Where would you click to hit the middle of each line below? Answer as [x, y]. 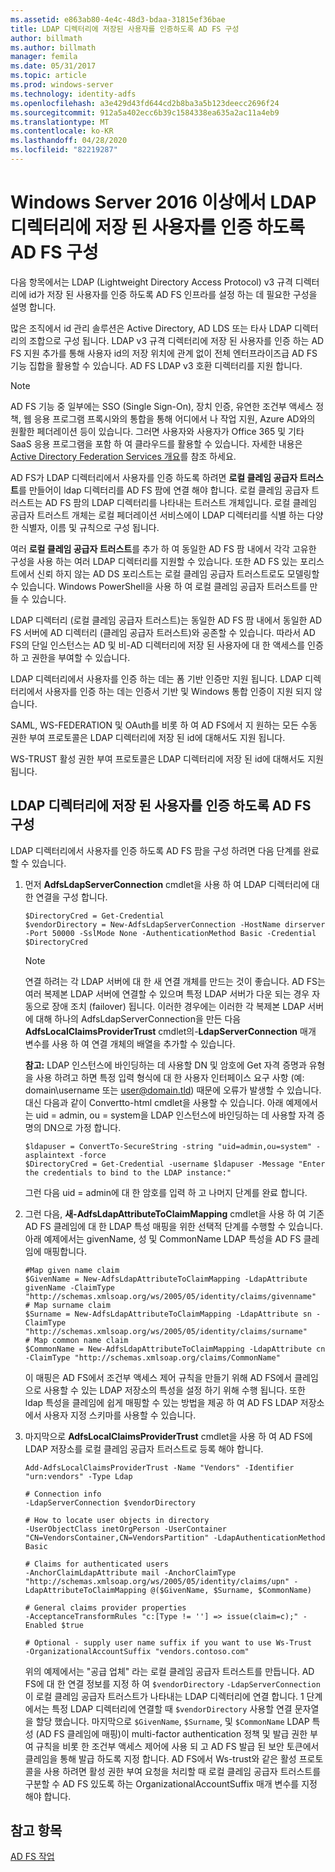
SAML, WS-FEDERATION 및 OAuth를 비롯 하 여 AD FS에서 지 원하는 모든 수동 [164, 725]
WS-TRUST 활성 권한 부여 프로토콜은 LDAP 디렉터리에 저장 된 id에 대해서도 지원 [167, 758]
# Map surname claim [67, 1305]
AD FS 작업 [32, 1857]
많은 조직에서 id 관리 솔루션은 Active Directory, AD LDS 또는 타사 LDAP [151, 328]
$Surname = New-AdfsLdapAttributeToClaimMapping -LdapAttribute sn [168, 1314]
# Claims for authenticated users [96, 1564]
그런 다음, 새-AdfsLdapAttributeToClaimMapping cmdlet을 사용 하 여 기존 [174, 1213]
